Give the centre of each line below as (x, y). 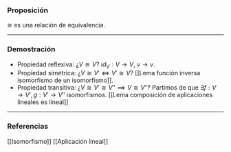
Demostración (31, 49)
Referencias (28, 127)
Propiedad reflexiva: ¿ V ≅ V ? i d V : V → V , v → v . (86, 65)
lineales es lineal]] (43, 102)
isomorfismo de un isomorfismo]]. (65, 80)
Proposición (28, 10)
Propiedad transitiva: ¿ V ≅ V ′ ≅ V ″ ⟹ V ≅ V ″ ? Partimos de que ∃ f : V (117, 88)
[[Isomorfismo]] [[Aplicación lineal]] (58, 141)
